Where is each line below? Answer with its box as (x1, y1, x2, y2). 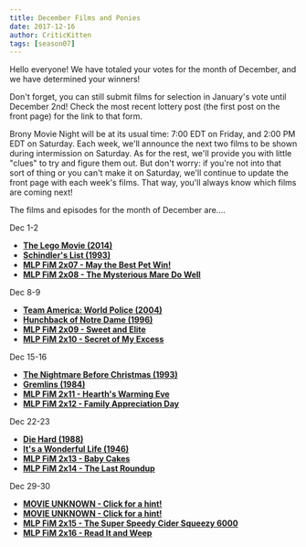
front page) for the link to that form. (9, 111, 143, 122)
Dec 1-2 (9, 222, 39, 233)
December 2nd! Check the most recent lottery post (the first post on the (9, 102, 280, 113)
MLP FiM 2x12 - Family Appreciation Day (22, 399, 180, 410)
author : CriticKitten (9, 30, 92, 39)
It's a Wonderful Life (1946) (22, 444, 130, 455)
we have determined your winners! (9, 74, 141, 85)
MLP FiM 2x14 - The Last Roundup (22, 463, 155, 474)
